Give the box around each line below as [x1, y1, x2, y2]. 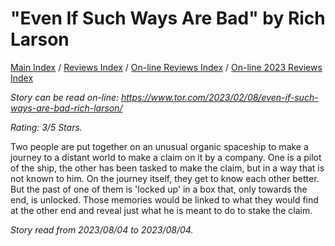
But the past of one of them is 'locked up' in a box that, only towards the [10, 183, 308, 195]
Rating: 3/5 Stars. [10, 121, 83, 133]
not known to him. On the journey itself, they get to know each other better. [10, 172, 320, 184]
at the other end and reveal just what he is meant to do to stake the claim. [10, 204, 313, 216]
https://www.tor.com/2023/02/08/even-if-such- [120, 91, 319, 103]
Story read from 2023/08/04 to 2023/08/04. [10, 223, 194, 236]
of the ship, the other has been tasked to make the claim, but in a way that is [10, 162, 325, 174]
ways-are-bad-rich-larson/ [10, 102, 123, 114]
